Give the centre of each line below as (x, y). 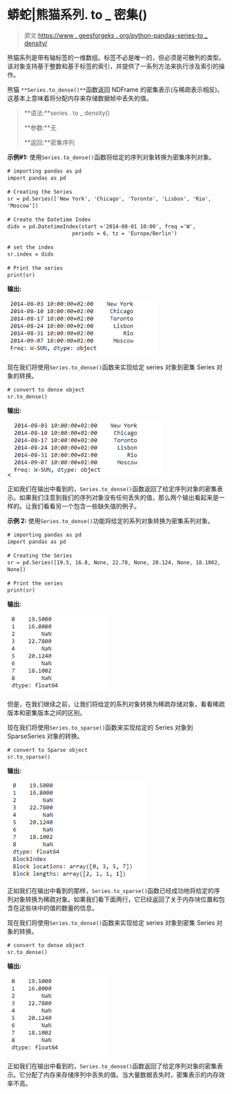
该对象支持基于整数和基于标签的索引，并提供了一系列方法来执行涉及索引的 (113, 66)
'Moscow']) (23, 206)
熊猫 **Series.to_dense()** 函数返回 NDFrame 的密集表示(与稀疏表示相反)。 (115, 89)
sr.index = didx (30, 254)
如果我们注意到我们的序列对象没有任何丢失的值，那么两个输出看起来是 (119, 497)
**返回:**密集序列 (49, 142)
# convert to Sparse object (48, 750)
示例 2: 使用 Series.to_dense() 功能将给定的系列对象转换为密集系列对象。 (110, 520)
